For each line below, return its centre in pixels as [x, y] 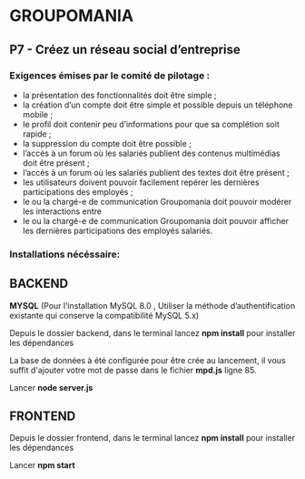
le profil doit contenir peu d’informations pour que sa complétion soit [151, 124]
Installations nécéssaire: [65, 254]
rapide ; [37, 134]
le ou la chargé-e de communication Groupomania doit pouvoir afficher [155, 220]
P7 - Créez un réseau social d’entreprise [125, 50]
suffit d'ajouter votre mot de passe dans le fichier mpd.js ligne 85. [133, 370]
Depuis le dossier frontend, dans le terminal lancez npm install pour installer [152, 438]
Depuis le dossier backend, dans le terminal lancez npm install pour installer [152, 332]
